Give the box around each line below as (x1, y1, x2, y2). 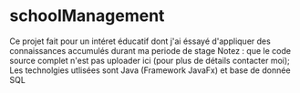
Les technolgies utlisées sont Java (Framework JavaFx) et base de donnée (9, 65, 291, 76)
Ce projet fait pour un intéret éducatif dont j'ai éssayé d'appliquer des (9, 36, 271, 46)
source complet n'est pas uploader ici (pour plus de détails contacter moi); (9, 55, 290, 66)
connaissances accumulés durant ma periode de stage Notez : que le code (9, 45, 292, 56)
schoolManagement (9, 5, 165, 26)
